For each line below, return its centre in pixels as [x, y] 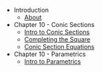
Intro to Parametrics [52, 61]
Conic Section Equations [59, 47]
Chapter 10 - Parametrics [50, 54]
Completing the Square [57, 39]
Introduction [31, 10]
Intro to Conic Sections [57, 32]
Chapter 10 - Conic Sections [54, 25]
